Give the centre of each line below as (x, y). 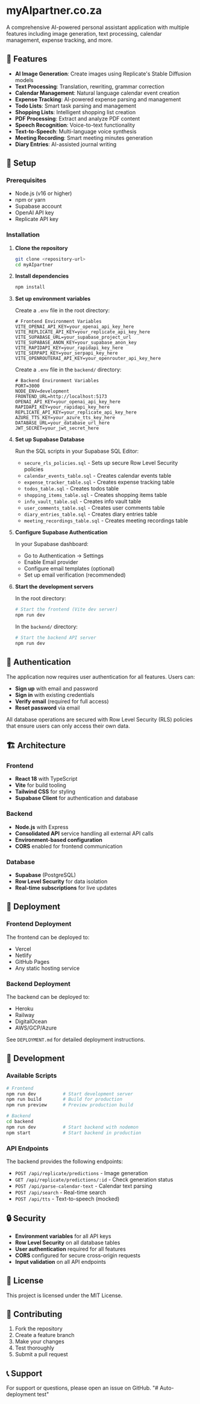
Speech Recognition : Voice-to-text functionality (75, 125)
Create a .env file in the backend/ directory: (68, 370)
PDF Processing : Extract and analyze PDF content (77, 118)
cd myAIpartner (34, 264)
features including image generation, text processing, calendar (84, 33)
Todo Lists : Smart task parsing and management (76, 106)
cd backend (20, 1121)
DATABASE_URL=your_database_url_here (62, 423)
